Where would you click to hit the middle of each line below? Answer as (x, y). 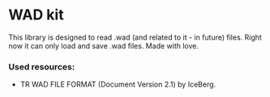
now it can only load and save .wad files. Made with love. (103, 45)
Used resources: (42, 66)
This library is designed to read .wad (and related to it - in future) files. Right (135, 37)
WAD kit (36, 15)
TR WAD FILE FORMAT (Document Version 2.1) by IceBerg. (118, 84)
